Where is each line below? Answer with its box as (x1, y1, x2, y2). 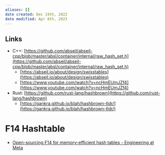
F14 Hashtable (5, 123, 65, 134)
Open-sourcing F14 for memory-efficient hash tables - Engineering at (12, 140, 154, 146)
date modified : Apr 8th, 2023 (5, 16, 68, 21)
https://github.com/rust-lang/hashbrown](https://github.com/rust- (25, 90, 161, 96)
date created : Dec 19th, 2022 (5, 12, 68, 17)
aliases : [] (5, 7, 30, 12)
